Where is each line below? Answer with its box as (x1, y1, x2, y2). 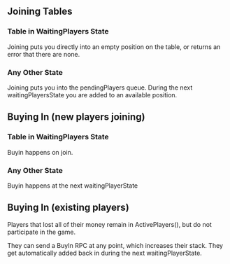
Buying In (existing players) (7, 202, 129, 214)
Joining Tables (7, 6, 73, 18)
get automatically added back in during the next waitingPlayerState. (7, 249, 203, 257)
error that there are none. (7, 50, 80, 58)
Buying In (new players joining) (7, 111, 145, 123)
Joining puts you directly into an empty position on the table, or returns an (7, 42, 221, 51)
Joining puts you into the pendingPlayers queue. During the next (7, 83, 193, 92)
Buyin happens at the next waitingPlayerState (7, 181, 138, 190)
